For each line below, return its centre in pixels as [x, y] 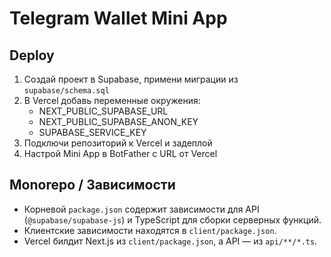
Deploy [32, 55]
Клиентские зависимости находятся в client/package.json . [150, 230]
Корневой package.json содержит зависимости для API [141, 209]
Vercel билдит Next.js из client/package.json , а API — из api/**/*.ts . [170, 241]
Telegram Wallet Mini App [118, 18]
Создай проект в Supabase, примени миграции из [131, 79]
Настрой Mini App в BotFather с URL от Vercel [120, 153]
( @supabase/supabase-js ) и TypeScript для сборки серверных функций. [172, 219]
